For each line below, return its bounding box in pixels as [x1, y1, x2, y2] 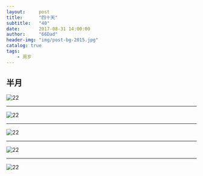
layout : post [6, 8, 50, 15]
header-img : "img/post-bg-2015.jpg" [6, 37, 98, 43]
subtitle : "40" [6, 20, 50, 26]
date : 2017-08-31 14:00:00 [6, 25, 91, 32]
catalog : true [6, 43, 42, 49]
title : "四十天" [6, 15, 58, 21]
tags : [6, 48, 20, 54]
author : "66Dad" [6, 31, 59, 37]
